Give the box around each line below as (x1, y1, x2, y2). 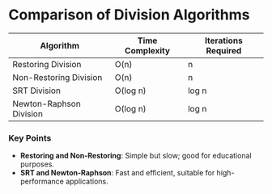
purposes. (19, 159, 55, 169)
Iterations (205, 35, 243, 46)
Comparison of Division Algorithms (8, 6, 250, 24)
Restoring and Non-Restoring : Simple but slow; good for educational (19, 151, 253, 161)
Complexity (124, 44, 171, 56)
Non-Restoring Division (12, 71, 103, 82)
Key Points (8, 132, 52, 143)
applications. (66, 176, 109, 187)
